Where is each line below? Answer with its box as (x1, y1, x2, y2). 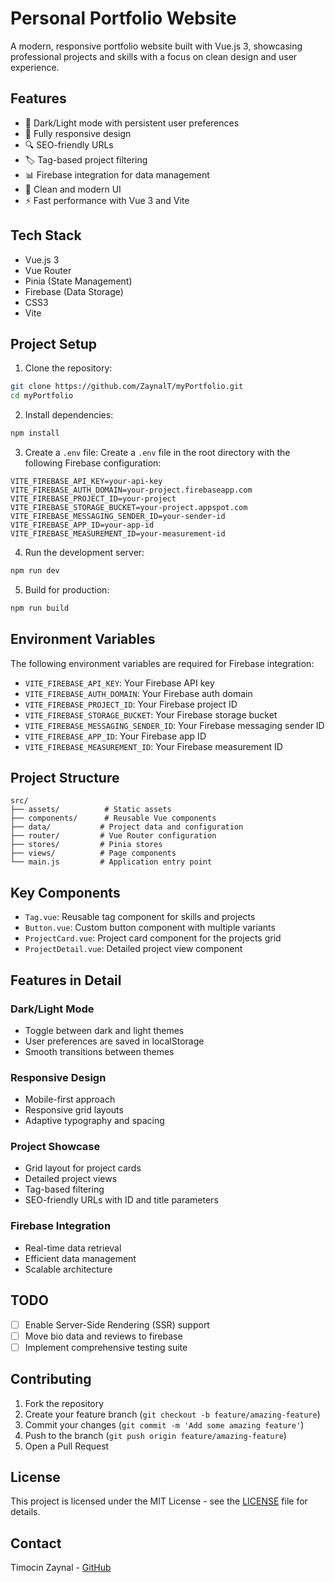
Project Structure (10, 769, 120, 786)
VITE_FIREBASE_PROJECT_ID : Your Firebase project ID (24, 698, 238, 710)
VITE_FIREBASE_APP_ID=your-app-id (10, 520, 155, 530)
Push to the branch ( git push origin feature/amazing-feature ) (24, 1429, 287, 1441)
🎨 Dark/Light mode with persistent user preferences (24, 117, 240, 129)
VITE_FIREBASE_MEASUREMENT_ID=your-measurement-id (10, 529, 226, 539)
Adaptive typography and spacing (24, 1115, 165, 1127)
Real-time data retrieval (24, 1242, 122, 1254)
